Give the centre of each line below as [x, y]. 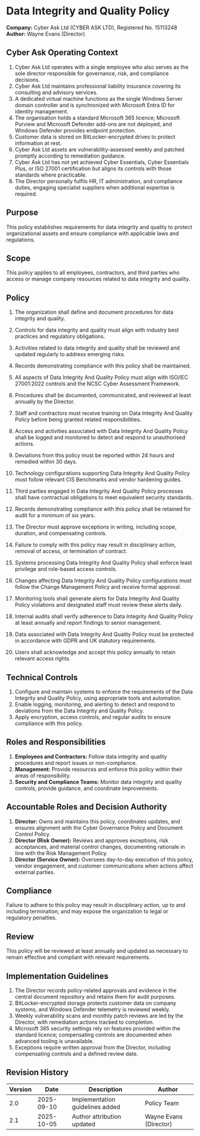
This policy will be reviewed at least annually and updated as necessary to [97, 951]
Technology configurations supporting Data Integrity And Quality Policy [102, 473]
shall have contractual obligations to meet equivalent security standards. [104, 498]
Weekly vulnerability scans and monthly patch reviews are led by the [99, 1016]
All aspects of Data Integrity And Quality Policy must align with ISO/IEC [101, 378]
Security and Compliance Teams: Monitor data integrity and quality [98, 782]
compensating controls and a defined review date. [76, 1054]
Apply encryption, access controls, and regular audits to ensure [93, 717]
